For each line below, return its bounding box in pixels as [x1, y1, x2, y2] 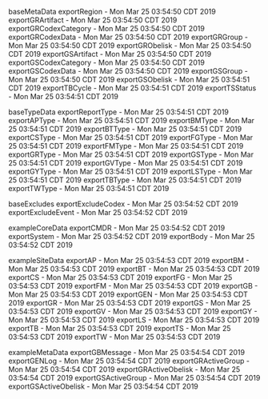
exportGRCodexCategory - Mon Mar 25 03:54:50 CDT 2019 [8, 24, 206, 33]
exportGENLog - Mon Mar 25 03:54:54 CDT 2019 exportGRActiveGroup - [8, 356, 250, 365]
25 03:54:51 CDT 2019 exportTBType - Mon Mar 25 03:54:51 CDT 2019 [8, 175, 242, 185]
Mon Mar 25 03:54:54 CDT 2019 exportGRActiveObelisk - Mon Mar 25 [8, 365, 241, 374]
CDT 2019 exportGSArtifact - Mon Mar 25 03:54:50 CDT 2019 [8, 50, 212, 58]
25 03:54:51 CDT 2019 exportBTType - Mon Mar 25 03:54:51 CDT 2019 [8, 124, 242, 134]
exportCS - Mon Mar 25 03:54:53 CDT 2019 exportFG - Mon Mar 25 [8, 273, 233, 282]
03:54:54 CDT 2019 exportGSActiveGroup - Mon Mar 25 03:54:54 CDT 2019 [8, 373, 261, 382]
